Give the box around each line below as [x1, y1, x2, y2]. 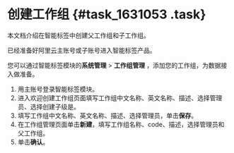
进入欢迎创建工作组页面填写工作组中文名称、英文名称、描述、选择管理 [17, 93, 223, 102]
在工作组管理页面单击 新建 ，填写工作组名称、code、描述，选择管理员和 [17, 120, 225, 128]
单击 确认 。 [17, 137, 49, 146]
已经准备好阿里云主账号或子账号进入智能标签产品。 [7, 46, 156, 54]
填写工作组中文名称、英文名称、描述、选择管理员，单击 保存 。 [17, 111, 198, 120]
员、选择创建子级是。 [17, 102, 80, 111]
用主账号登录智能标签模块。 [17, 85, 99, 93]
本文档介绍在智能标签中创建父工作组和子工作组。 [7, 31, 150, 39]
